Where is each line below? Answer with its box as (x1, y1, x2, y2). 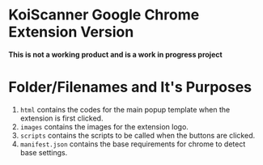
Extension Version (8, 23, 134, 41)
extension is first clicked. (19, 113, 104, 123)
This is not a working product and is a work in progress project (8, 49, 223, 59)
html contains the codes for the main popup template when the (19, 104, 231, 114)
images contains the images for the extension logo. (19, 121, 189, 131)
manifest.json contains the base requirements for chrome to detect (19, 139, 246, 149)
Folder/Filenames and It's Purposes (8, 78, 252, 96)
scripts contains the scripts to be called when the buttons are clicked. (19, 130, 256, 140)
